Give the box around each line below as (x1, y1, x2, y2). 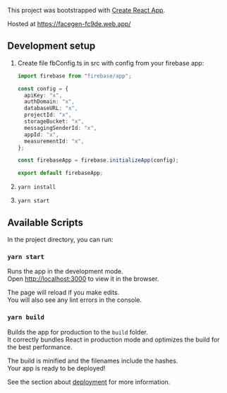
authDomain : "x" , (24, 98, 75, 105)
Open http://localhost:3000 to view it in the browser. (7, 274, 159, 283)
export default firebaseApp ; (17, 169, 104, 177)
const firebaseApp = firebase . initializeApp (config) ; (17, 157, 179, 164)
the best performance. (7, 342, 73, 351)
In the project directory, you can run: (7, 236, 114, 243)
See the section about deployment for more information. (7, 377, 171, 386)
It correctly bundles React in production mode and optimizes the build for (7, 335, 220, 344)
